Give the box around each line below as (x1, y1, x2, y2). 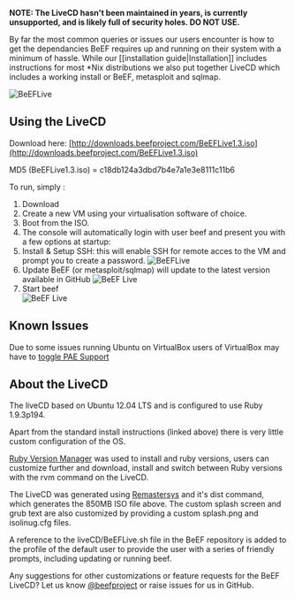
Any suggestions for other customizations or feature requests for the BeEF (9, 571, 280, 581)
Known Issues (9, 319, 89, 334)
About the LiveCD (9, 377, 109, 392)
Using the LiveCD (9, 114, 107, 129)
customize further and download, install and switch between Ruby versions (9, 463, 283, 473)
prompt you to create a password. (21, 255, 146, 265)
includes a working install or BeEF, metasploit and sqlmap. (9, 72, 221, 82)
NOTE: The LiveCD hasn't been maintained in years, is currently (9, 8, 248, 18)
